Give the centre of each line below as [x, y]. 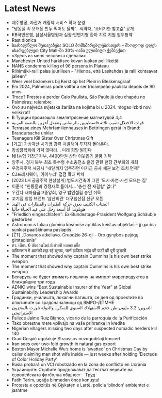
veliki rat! [21, 112]
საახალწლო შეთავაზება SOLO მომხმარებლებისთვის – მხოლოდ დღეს [84, 45]
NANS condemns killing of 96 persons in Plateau [60, 66]
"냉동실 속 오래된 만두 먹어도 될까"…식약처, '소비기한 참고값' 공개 [73, 28]
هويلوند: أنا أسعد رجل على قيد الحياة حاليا [49, 209]
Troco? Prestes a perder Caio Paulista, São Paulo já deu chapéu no [78, 97]
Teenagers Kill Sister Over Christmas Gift [52, 138]
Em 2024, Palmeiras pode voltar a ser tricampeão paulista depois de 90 [83, 86]
